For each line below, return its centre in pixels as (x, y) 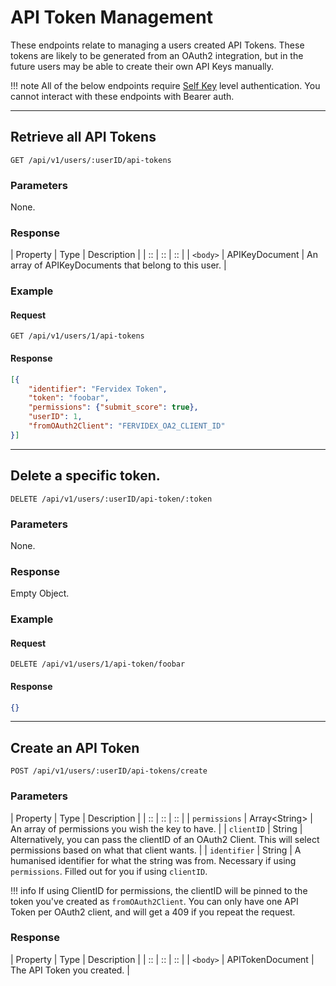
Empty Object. (40, 593)
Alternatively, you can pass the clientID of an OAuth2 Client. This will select (165, 839)
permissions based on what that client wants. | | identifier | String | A (156, 850)
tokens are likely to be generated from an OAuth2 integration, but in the (157, 55)
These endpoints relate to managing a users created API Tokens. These (157, 45)
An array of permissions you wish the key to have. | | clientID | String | (156, 828)
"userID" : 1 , (55, 417)
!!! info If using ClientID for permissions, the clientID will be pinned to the (159, 890)
